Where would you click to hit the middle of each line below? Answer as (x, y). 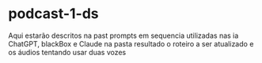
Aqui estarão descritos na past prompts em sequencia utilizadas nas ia (123, 35)
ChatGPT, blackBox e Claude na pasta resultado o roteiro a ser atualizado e (131, 43)
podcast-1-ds (53, 14)
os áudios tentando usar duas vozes (67, 52)
